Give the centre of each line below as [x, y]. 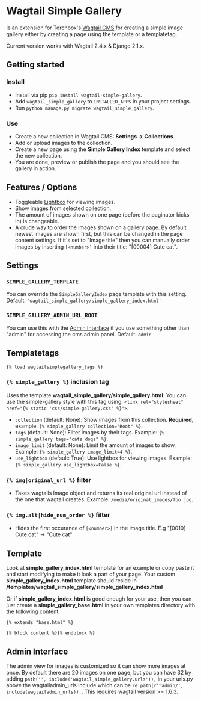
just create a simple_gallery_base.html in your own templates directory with [101, 605]
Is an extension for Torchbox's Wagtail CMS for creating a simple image [95, 28]
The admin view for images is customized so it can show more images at [96, 666]
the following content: [33, 611]
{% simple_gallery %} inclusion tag [58, 382]
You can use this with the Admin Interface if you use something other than [98, 328]
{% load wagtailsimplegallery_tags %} [55, 367]
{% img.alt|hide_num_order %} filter [58, 515]
